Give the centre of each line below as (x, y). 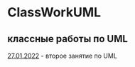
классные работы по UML (67, 39)
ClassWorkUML (54, 12)
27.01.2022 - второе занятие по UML (62, 56)
